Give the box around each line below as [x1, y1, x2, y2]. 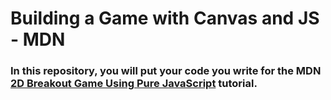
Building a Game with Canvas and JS [10, 7, 320, 30]
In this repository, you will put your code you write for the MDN [10, 64, 322, 78]
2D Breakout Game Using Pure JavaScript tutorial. [10, 77, 258, 91]
